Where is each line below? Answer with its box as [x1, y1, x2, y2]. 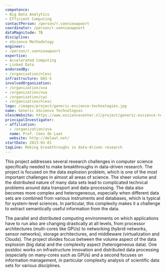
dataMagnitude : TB [5, 30, 43, 35]
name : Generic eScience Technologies [5, 108, 83, 114]
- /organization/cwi [5, 94, 48, 99]
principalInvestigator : [5, 117, 54, 122]
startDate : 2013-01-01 [5, 140, 52, 146]
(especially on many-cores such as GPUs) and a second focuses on [5, 252, 143, 258]
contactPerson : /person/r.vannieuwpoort [5, 21, 90, 26]
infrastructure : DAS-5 [5, 76, 52, 81]
